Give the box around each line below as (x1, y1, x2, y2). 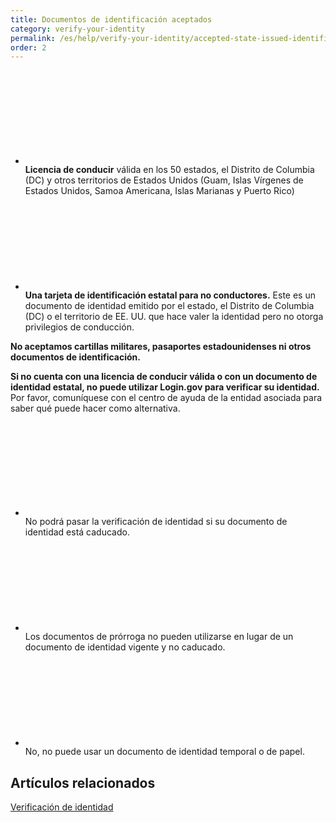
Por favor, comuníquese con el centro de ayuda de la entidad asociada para (10, 392, 323, 404)
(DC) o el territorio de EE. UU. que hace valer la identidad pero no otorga (24, 311, 324, 323)
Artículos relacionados (10, 774, 156, 791)
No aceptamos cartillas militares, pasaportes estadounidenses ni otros (10, 341, 312, 353)
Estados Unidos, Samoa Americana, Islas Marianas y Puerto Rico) (24, 185, 295, 197)
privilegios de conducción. (24, 321, 135, 333)
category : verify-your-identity (10, 24, 145, 34)
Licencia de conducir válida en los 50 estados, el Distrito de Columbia (24, 164, 315, 176)
